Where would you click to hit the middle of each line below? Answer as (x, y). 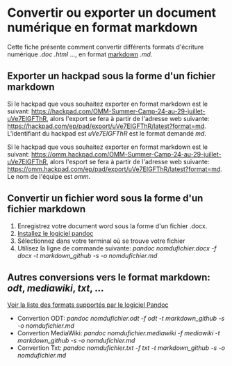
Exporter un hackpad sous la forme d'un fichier (111, 76)
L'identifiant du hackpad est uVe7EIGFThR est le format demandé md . (107, 133)
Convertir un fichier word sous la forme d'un (105, 199)
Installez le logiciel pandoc (55, 233)
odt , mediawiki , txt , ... (56, 288)
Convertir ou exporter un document (112, 13)
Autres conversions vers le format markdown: (109, 277)
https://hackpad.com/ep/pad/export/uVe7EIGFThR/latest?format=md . (107, 126)
